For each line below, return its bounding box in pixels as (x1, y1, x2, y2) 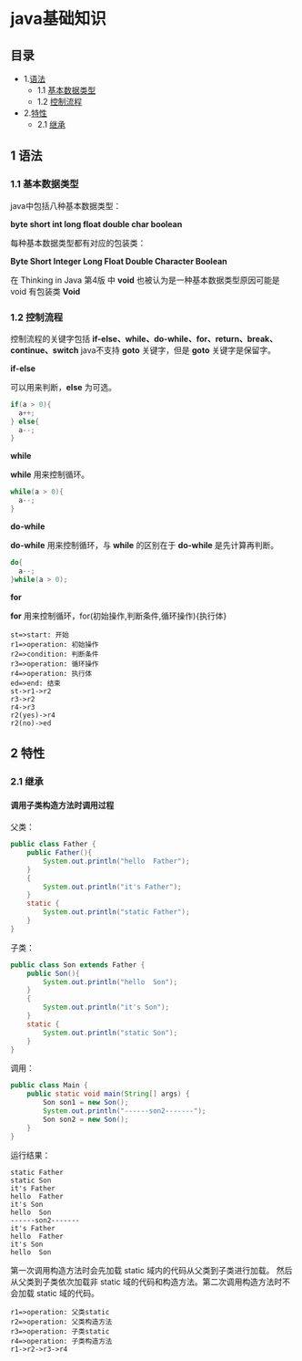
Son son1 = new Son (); (43, 1098, 129, 1107)
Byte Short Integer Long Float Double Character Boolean (10, 255, 227, 266)
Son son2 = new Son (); (43, 1115, 129, 1124)
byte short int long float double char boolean (10, 218, 183, 229)
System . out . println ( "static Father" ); (43, 908, 190, 917)
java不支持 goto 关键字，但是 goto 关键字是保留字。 (80, 344, 277, 356)
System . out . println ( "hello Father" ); (43, 857, 190, 866)
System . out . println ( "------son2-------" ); (43, 1106, 206, 1116)
